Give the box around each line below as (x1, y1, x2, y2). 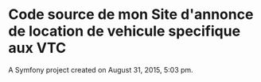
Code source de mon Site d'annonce (8, 6, 254, 24)
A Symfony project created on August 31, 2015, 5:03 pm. (8, 65, 193, 74)
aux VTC (8, 39, 66, 57)
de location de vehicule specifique (8, 22, 241, 40)
